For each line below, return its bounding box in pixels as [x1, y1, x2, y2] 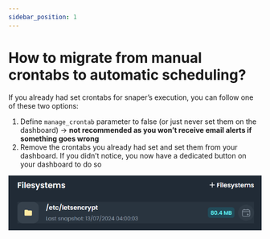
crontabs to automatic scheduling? [8, 65, 247, 84]
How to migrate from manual [8, 48, 202, 67]
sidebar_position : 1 [8, 13, 78, 21]
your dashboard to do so [19, 159, 102, 169]
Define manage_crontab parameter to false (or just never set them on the [19, 117, 257, 126]
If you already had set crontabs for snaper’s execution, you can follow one [8, 93, 254, 102]
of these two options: [8, 101, 79, 110]
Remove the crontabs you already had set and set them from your [19, 142, 239, 152]
